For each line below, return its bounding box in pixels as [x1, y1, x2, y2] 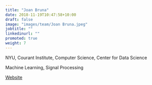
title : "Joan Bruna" [5, 7, 49, 13]
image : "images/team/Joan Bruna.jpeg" [5, 21, 88, 27]
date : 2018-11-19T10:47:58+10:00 [5, 12, 77, 17]
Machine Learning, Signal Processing [5, 64, 84, 70]
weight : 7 [5, 41, 27, 46]
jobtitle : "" [5, 26, 33, 32]
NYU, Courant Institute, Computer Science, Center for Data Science [5, 54, 147, 61]
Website [5, 74, 23, 80]
